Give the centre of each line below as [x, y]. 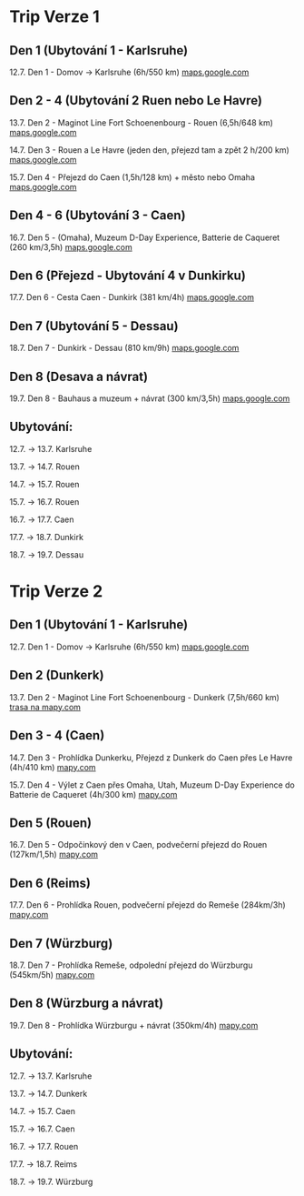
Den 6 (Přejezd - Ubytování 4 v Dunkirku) [128, 276]
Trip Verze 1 [54, 17]
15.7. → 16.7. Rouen [44, 501]
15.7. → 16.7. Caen [42, 1129]
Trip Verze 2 [56, 592]
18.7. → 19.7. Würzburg [51, 1181]
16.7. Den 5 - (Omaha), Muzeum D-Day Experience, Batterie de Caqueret [145, 237]
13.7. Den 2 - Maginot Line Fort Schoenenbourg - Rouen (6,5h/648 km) [142, 122]
